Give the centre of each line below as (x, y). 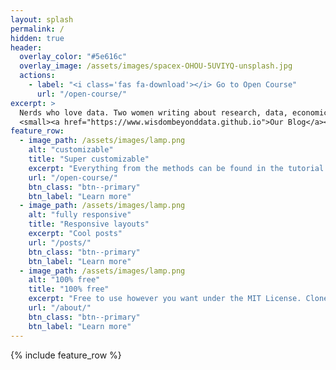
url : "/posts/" (60, 242)
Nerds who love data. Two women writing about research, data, (153, 112)
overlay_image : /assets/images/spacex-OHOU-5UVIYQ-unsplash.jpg (156, 66)
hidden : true (37, 38)
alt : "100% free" (64, 280)
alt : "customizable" (71, 150)
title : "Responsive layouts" (89, 224)
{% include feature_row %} (66, 355)
